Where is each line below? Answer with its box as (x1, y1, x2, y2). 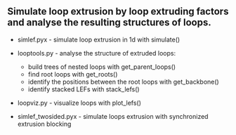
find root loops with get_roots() (27, 70, 118, 78)
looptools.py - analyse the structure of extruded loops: (17, 49, 176, 57)
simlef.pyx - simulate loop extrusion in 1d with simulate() (17, 35, 181, 44)
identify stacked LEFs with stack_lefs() (27, 84, 140, 94)
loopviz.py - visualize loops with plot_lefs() (17, 98, 142, 107)
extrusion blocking (17, 120, 72, 128)
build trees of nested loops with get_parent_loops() (27, 63, 176, 71)
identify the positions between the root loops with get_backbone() (27, 77, 219, 86)
